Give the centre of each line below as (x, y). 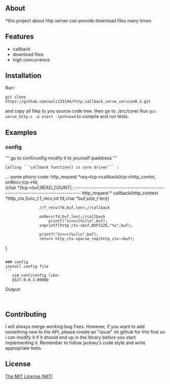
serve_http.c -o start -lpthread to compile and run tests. (67, 116)
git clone (16, 97)
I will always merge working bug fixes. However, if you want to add (75, 326)
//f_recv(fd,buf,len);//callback (75, 208)
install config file (27, 267)
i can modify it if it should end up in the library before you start (71, 337)
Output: (13, 289)
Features (20, 37)
